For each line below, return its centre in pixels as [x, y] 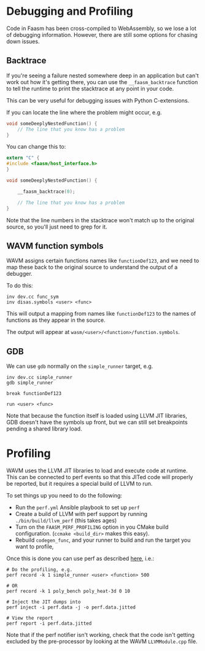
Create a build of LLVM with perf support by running [81, 514]
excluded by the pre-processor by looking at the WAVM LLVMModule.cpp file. [102, 641]
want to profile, [34, 547]
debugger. [19, 274]
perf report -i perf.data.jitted [49, 624]
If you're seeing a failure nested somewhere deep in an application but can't [102, 76]
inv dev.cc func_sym [33, 297]
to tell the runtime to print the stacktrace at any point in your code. [90, 88]
